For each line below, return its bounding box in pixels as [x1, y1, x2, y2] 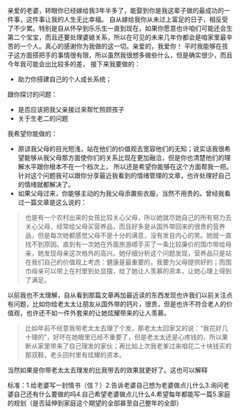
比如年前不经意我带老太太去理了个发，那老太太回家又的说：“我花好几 [24, 324, 229, 332]
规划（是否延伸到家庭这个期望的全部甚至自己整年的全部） [13, 399, 183, 407]
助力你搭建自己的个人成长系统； [17, 75, 112, 84]
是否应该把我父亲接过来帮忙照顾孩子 [17, 106, 125, 113]
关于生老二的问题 [17, 114, 69, 123]
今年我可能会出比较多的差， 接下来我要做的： [7, 60, 141, 68]
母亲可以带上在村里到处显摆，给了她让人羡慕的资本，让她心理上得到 [31, 267, 232, 275]
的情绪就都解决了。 [17, 181, 75, 188]
